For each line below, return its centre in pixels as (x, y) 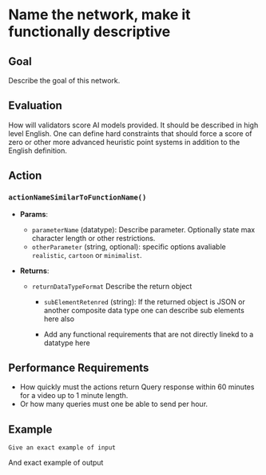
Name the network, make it (99, 15)
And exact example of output (56, 463)
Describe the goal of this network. (64, 81)
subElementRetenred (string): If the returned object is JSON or (144, 301)
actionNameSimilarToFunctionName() (77, 197)
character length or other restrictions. (93, 238)
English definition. (38, 151)
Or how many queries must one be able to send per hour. (114, 404)
